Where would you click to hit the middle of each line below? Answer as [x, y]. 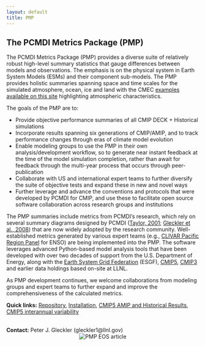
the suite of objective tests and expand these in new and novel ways [101, 185]
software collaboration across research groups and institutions [94, 205]
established [21, 236]
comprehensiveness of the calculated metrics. [65, 293]
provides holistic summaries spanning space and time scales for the [92, 83]
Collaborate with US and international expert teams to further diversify [104, 179]
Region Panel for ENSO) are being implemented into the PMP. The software [101, 243]
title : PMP [20, 18]
